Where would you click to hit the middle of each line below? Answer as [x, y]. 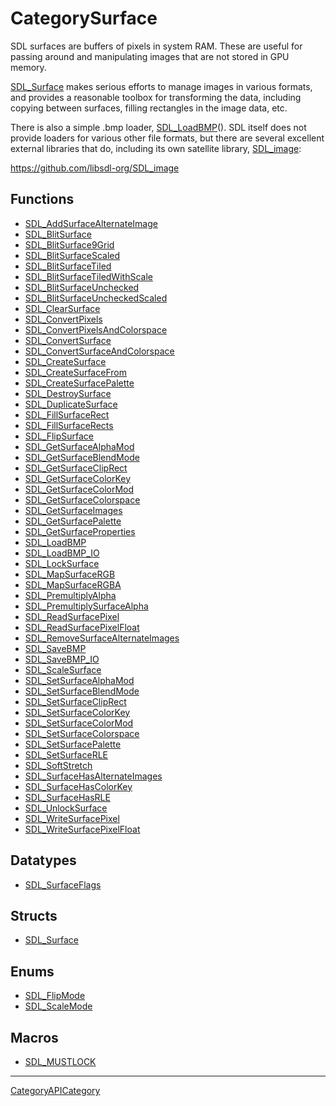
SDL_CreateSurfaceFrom [75, 372]
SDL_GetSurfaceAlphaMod [79, 446]
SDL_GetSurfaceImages [73, 510]
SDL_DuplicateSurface [71, 404]
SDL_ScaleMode [58, 1006]
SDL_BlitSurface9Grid [69, 244]
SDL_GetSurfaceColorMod [79, 489]
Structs [34, 915]
